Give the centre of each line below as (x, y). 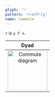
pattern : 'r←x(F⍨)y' (27, 14)
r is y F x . (15, 33)
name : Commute (20, 19)
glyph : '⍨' (16, 10)
